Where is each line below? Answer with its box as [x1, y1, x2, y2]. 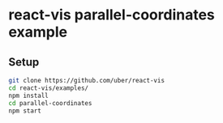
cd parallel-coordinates [8, 99, 92, 107]
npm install [8, 91, 49, 100]
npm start [8, 107, 42, 115]
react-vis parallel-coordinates [8, 6, 215, 24]
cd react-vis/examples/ [8, 83, 89, 92]
